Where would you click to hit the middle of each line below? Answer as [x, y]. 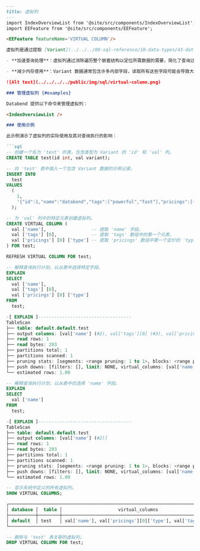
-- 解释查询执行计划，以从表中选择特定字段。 [54, 267]
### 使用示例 [21, 125]
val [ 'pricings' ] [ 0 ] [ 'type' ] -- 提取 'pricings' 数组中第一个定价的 [96, 240]
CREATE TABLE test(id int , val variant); [58, 158]
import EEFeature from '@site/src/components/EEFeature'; [79, 28]
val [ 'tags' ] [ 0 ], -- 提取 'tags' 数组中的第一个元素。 [93, 235]
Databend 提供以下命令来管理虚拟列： [47, 104]
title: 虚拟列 [22, 12]
